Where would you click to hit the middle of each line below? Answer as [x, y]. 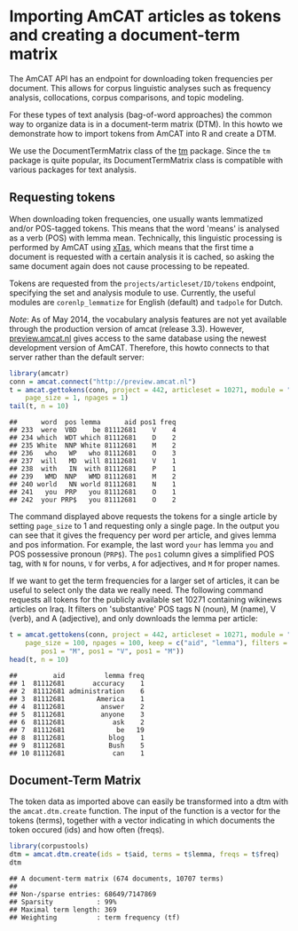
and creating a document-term [125, 35]
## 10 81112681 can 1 [77, 753]
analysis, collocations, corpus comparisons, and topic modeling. [126, 97]
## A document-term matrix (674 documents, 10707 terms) [117, 879]
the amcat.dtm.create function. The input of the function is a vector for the [145, 811]
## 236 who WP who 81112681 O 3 [93, 454]
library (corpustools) [49, 846]
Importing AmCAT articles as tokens [145, 16]
